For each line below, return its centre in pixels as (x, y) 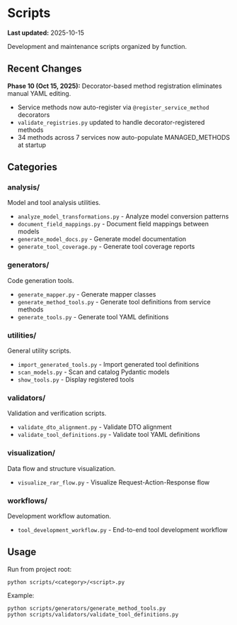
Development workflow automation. (59, 516)
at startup (31, 145)
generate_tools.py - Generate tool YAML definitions (93, 316)
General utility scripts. (39, 351)
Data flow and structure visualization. (62, 468)
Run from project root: (40, 569)
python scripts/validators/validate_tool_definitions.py (93, 614)
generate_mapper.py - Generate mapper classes (87, 294)
